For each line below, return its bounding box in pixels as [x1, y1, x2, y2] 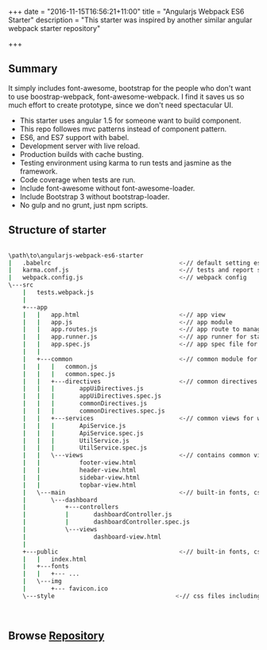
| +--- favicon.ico [22, 585, 109, 593]
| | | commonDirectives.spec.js [22, 407, 165, 415]
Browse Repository [8, 628, 105, 642]
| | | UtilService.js [22, 437, 130, 444]
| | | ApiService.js [22, 421, 126, 429]
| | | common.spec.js [22, 370, 115, 378]
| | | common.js [22, 362, 98, 370]
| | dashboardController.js [22, 511, 172, 519]
